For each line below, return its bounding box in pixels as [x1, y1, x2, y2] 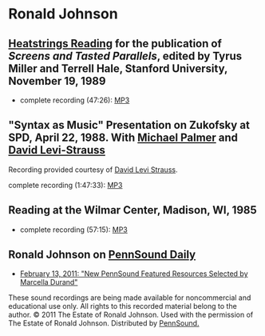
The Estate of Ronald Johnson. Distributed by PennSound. [8, 318, 200, 328]
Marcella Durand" [19, 278, 78, 287]
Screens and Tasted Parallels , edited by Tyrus [8, 49, 243, 62]
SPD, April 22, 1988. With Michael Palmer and [8, 131, 238, 145]
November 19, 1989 [8, 74, 106, 88]
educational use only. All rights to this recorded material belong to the [8, 302, 237, 311]
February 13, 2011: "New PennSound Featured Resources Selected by [19, 269, 249, 278]
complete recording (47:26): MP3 [19, 95, 130, 105]
